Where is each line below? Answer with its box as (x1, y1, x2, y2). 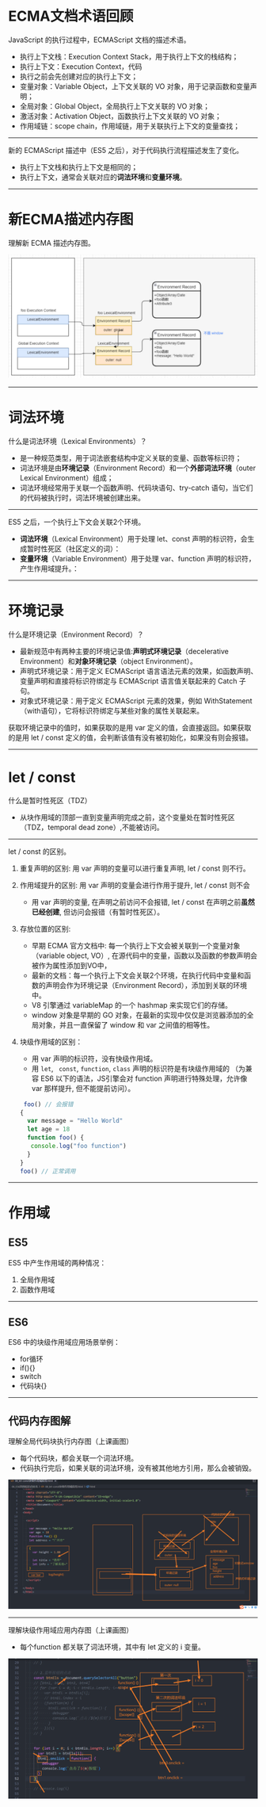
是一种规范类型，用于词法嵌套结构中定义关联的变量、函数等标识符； (19, 453, 242, 462)
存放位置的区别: (19, 924, 71, 933)
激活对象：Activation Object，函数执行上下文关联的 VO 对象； (19, 111, 222, 121)
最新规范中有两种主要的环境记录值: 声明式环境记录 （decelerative (19, 646, 230, 656)
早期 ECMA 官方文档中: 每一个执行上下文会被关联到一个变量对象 (31, 940, 241, 950)
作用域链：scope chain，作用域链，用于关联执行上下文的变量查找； (19, 121, 241, 131)
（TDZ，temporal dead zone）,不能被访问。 (19, 822, 164, 832)
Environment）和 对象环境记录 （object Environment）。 (19, 656, 198, 666)
